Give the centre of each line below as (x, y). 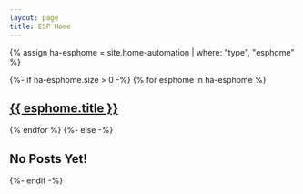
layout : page (34, 18)
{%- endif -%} (36, 181)
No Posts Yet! (49, 159)
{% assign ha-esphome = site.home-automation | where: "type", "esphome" (152, 52)
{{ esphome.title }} (64, 108)
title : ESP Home (40, 26)
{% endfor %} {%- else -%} (61, 130)
